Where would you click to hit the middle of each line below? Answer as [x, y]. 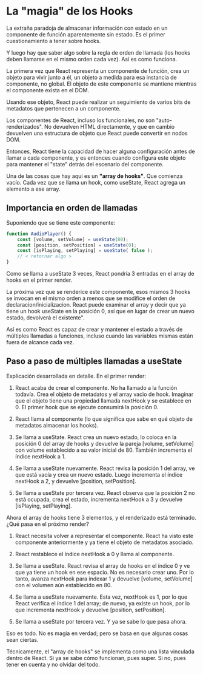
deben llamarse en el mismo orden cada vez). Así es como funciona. [92, 59]
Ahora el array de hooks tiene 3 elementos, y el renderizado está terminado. [101, 517]
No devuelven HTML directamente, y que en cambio [110, 126]
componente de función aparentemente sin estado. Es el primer [86, 34]
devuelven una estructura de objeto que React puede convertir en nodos [97, 133]
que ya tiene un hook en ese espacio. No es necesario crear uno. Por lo [104, 572]
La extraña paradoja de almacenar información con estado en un [87, 28]
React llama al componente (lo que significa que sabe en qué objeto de [104, 419]
